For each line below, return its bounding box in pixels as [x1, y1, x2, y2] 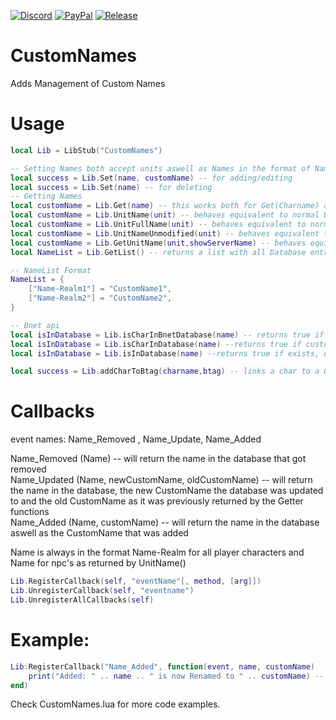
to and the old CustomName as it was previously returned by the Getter [10, 495, 304, 507]
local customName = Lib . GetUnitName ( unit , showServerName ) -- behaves [10, 238, 307, 248]
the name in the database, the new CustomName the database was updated [10, 485, 324, 497]
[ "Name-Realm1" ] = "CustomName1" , [28, 284, 172, 294]
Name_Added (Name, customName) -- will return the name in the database [10, 516, 320, 529]
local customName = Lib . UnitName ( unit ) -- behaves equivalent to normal [10, 210, 320, 220]
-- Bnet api [10, 320, 60, 330]
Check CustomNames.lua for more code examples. [10, 698, 221, 710]
